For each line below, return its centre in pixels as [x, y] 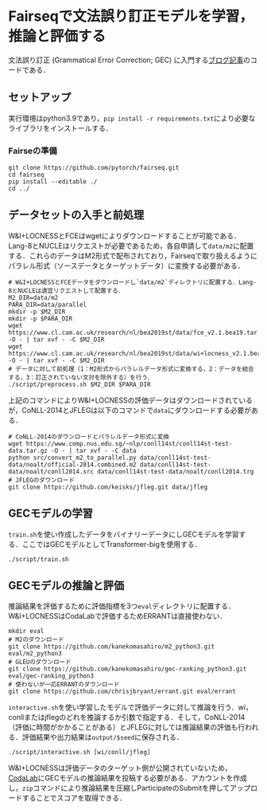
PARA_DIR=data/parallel [48, 305]
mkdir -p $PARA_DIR [41, 318]
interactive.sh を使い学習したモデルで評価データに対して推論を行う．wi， [130, 707]
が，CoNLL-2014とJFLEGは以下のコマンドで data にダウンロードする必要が [130, 410]
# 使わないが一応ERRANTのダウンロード [64, 685]
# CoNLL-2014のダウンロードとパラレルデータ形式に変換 [89, 436]
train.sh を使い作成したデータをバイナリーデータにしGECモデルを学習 [124, 534]
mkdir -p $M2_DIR [37, 312]
